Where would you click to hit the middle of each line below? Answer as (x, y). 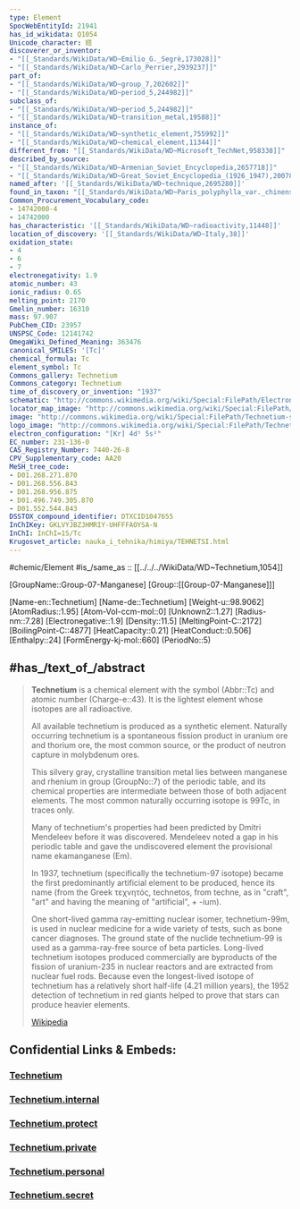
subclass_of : (33, 101)
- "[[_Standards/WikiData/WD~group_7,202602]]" (100, 84)
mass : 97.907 (33, 317)
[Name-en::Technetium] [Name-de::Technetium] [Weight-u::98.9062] (137, 601)
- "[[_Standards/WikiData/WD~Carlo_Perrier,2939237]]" (113, 68)
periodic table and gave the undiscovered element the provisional (151, 846)
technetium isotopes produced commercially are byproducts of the (154, 957)
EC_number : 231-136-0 (50, 442)
